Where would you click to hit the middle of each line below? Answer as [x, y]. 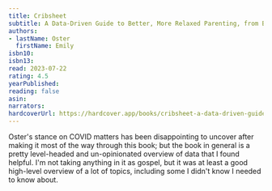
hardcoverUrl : [32, 114]
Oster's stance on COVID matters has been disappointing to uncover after [131, 137]
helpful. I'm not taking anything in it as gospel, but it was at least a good [128, 162]
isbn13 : [21, 62]
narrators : [27, 106]
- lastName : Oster [39, 38]
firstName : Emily [45, 46]
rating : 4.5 [28, 76]
